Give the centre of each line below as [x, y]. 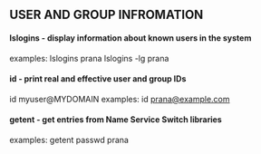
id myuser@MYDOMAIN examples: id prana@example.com [120, 99]
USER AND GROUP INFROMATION [106, 15]
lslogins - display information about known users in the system [130, 38]
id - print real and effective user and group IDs [98, 79]
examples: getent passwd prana [69, 140]
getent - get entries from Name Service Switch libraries [116, 120]
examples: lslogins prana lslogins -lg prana [89, 58]
